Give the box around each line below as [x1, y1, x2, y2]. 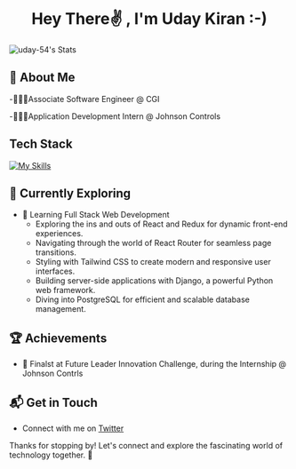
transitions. [35, 247, 77, 258]
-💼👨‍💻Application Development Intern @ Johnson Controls [9, 110, 220, 122]
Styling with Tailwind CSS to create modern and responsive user [35, 257, 271, 267]
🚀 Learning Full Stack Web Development [21, 210, 170, 220]
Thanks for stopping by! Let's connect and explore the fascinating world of [9, 441, 283, 450]
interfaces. [35, 266, 76, 277]
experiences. [35, 228, 84, 239]
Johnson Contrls [21, 368, 84, 379]
